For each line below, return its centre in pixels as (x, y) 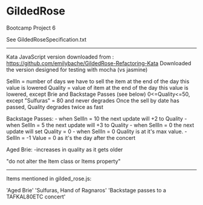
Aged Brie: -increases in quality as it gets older (65, 150)
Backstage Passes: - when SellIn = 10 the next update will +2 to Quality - (97, 118)
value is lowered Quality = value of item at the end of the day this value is (97, 87)
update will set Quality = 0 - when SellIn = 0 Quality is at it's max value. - (97, 131)
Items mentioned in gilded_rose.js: (49, 178)
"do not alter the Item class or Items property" (63, 161)
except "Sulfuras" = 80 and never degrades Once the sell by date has (93, 100)
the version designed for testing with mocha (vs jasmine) (77, 69)
